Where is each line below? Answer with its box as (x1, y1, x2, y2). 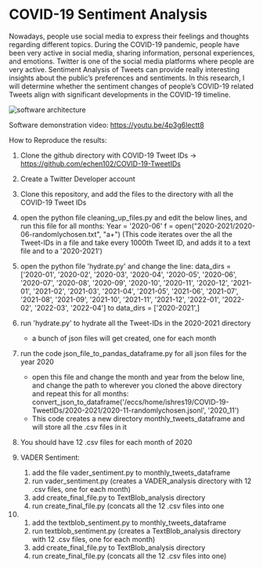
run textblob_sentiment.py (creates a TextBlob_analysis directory (31, 526, 241, 535)
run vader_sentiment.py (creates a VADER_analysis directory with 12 (31, 476, 252, 486)
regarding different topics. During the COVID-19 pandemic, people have (9, 39, 240, 49)
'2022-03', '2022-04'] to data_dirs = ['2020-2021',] (34, 303, 200, 312)
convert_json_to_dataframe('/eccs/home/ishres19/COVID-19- (31, 397, 229, 406)
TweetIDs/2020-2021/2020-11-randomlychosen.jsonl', (31, 406, 207, 415)
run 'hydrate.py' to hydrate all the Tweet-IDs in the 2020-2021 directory (20, 318, 251, 327)
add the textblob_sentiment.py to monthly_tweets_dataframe (31, 518, 227, 527)
